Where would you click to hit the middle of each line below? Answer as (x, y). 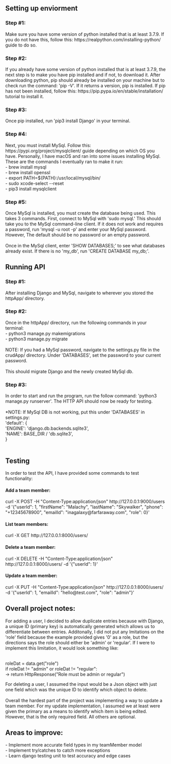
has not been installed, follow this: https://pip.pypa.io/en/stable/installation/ (84, 91)
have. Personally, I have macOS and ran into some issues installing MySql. (83, 156)
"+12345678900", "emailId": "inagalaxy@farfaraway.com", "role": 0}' (78, 513)
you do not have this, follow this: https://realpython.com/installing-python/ (83, 39)
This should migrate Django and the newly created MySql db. (69, 371)
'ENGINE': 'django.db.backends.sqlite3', (47, 428)
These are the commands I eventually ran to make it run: (64, 161)
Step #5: (16, 202)
